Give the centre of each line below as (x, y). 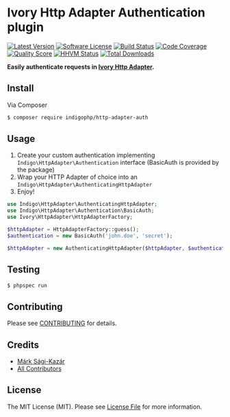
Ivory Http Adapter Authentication (106, 13)
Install (21, 88)
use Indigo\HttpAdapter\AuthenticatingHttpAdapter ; (82, 204)
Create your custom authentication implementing (86, 155)
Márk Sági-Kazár (41, 361)
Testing (24, 270)
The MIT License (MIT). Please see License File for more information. (104, 407)
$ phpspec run (27, 285)
